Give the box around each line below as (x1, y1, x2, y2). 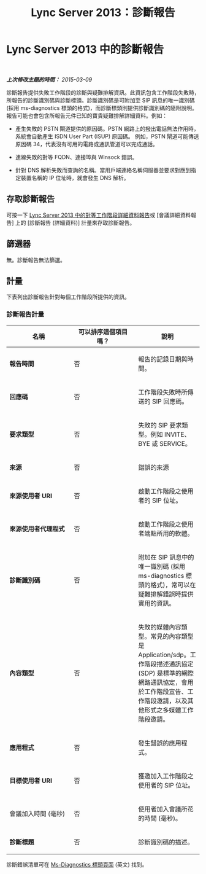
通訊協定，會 (150, 678, 188, 687)
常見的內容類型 (150, 632, 194, 641)
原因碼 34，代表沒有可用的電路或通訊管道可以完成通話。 (15, 140, 158, 147)
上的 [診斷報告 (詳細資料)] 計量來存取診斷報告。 (15, 219, 135, 226)
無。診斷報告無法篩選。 (6, 256, 66, 263)
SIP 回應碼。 (152, 397, 188, 405)
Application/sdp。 (138, 650, 190, 659)
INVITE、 (164, 430, 191, 439)
